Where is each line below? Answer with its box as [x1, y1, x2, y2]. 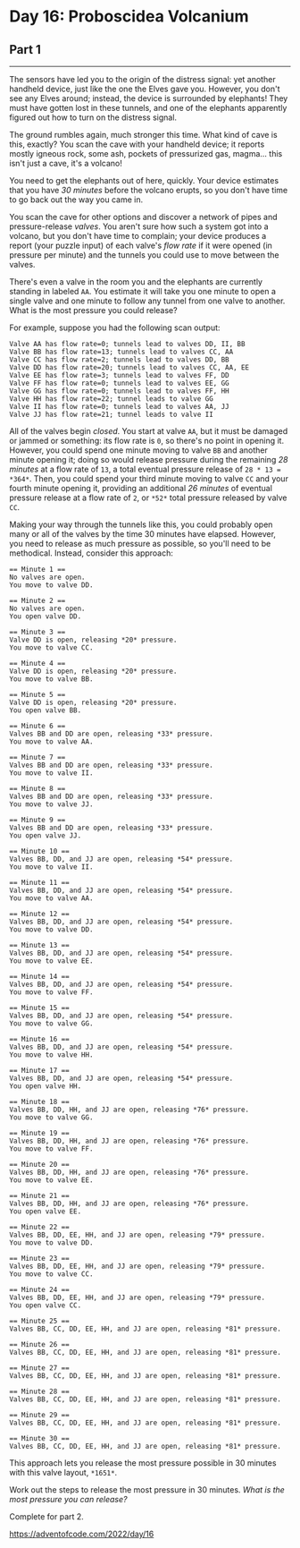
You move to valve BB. [9, 675, 94, 684]
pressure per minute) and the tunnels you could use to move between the [9, 250, 279, 260]
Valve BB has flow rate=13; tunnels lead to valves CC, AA [9, 347, 234, 356]
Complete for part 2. [9, 1511, 85, 1522]
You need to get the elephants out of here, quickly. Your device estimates [9, 175, 279, 185]
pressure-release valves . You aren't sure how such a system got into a [9, 221, 270, 232]
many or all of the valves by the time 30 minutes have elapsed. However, [9, 529, 277, 539]
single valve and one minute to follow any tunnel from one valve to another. [9, 295, 286, 306]
